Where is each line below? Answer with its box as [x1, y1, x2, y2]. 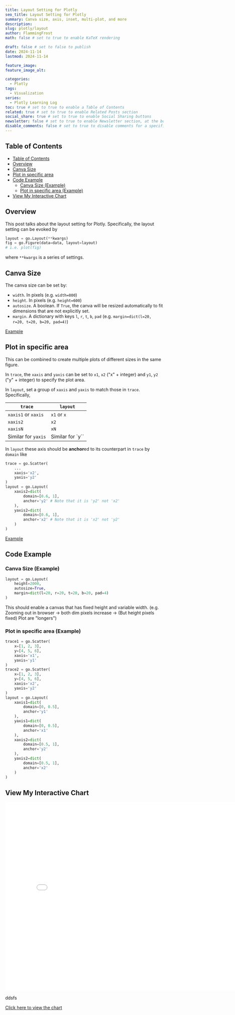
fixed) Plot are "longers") [5, 615, 57, 621]
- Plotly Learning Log [10, 100, 57, 105]
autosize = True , [14, 586, 46, 591]
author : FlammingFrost [5, 31, 53, 36]
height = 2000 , [14, 581, 42, 586]
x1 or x [51, 411, 67, 418]
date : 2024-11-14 [5, 49, 42, 54]
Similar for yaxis [8, 433, 46, 440]
